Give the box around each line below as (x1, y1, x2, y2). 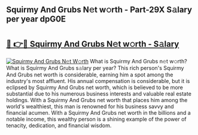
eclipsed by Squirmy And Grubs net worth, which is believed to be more (6, 84, 184, 91)
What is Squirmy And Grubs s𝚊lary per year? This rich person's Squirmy (6, 65, 184, 71)
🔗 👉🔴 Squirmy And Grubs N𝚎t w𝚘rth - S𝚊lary (6, 39, 179, 49)
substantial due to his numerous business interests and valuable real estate (6, 90, 191, 97)
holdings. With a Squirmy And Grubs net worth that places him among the (6, 97, 188, 103)
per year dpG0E (6, 14, 66, 24)
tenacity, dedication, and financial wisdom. (6, 122, 112, 129)
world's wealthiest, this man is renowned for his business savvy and (6, 103, 174, 110)
